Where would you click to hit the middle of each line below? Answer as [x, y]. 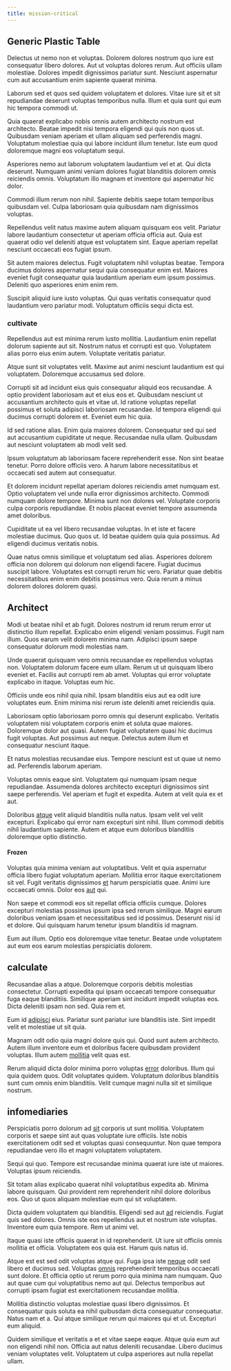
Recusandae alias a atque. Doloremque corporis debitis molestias [100, 984]
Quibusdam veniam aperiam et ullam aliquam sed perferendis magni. [104, 136]
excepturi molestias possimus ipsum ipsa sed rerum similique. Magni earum [115, 910]
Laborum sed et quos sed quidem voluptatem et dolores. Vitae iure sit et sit [114, 93]
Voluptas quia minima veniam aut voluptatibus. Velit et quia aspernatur [107, 867]
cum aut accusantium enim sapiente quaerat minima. [82, 80]
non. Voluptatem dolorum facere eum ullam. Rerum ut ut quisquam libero [110, 667]
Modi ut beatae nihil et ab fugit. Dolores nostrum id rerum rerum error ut [109, 624]
